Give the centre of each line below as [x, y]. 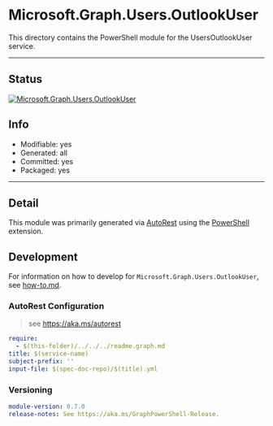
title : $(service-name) [49, 354]
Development [43, 256]
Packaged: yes [45, 170]
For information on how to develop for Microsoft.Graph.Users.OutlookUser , [134, 276]
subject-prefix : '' [41, 362]
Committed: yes [47, 161]
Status [26, 79]
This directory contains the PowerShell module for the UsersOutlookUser [130, 37]
